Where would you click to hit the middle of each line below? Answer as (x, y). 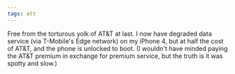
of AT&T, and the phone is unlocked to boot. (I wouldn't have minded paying (117, 48)
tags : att (22, 14)
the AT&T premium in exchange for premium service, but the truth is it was (115, 56)
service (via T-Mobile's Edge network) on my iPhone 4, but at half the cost (115, 41)
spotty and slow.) (32, 63)
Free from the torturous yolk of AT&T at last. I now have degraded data (110, 34)
